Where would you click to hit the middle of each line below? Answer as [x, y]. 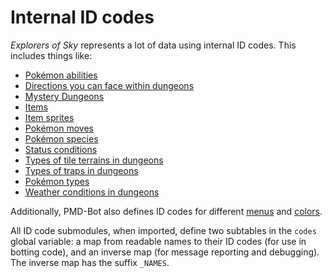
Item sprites [49, 117]
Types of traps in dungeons [81, 170]
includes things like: [51, 55]
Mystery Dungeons [64, 96]
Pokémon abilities [61, 75]
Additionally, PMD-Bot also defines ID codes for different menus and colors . [166, 211]
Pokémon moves [59, 128]
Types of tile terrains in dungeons [94, 160]
